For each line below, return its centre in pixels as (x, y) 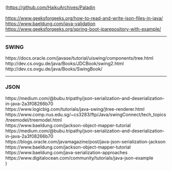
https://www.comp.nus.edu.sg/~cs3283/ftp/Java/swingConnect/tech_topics (86, 114)
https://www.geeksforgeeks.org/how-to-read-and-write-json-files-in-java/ (84, 18)
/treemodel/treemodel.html (34, 120)
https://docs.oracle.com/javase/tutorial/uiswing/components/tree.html (79, 58)
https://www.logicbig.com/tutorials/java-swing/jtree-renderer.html (75, 109)
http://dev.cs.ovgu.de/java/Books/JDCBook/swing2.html (64, 64)
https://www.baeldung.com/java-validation (50, 23)
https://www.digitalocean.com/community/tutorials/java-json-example (79, 158)
